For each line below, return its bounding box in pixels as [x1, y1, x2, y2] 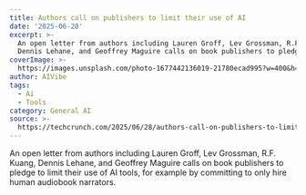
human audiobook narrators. [9, 177, 117, 187]
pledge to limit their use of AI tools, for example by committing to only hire [9, 167, 287, 178]
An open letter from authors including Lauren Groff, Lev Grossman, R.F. [9, 148, 276, 159]
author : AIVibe [9, 73, 67, 82]
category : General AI [9, 106, 92, 115]
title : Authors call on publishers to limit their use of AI [9, 13, 247, 23]
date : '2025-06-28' [9, 22, 84, 31]
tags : [9, 81, 30, 90]
